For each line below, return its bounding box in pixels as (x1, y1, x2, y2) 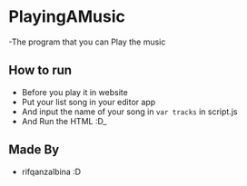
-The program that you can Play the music (8, 36, 166, 47)
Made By (8, 142, 60, 158)
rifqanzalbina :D (21, 166, 82, 177)
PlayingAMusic (8, 6, 126, 27)
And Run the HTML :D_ (21, 115, 107, 126)
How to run (8, 63, 73, 78)
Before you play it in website (21, 86, 128, 97)
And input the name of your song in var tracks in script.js (21, 106, 238, 117)
